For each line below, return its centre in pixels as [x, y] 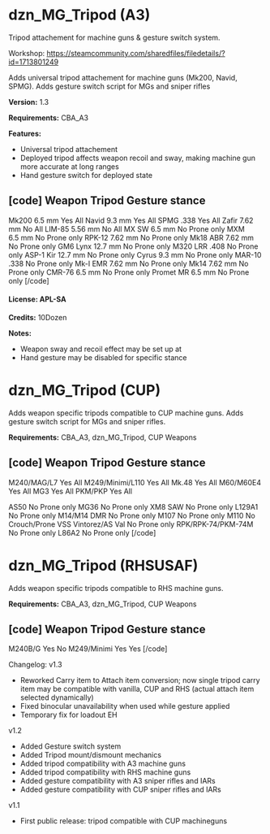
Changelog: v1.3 [35, 665]
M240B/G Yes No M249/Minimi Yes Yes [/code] [88, 649]
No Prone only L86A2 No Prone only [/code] [82, 532]
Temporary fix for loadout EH [69, 715]
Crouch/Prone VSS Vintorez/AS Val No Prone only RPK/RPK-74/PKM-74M [131, 524]
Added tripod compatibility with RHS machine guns [105, 772]
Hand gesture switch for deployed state [86, 175]
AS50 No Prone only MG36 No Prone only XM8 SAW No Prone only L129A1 [133, 506]
